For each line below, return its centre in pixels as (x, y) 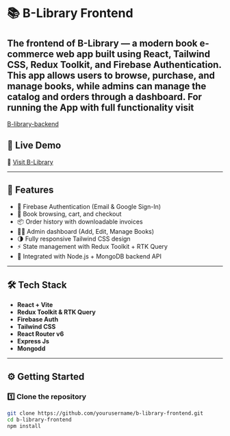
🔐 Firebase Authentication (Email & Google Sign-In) (89, 206)
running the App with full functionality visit (101, 107)
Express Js (33, 341)
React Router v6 (40, 334)
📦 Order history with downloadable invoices (80, 221)
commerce (30, 54)
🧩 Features (30, 190)
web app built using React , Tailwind (133, 54)
